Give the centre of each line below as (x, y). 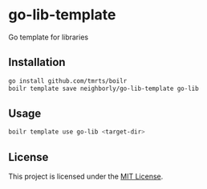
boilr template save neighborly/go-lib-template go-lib (103, 88)
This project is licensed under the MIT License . (86, 176)
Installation (37, 62)
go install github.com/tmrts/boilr (68, 81)
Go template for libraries (49, 37)
